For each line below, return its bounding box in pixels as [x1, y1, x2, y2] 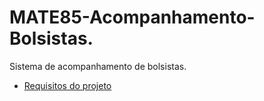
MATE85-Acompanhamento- [9, 6, 256, 29]
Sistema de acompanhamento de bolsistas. [9, 60, 187, 72]
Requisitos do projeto [23, 79, 112, 91]
